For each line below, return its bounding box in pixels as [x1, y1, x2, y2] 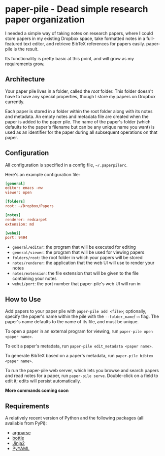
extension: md [5, 222, 34, 227]
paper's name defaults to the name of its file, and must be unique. [5, 319, 139, 325]
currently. [5, 99, 25, 105]
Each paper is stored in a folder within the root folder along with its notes [5, 108, 153, 114]
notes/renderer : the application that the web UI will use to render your [12, 260, 155, 266]
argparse [12, 429, 31, 435]
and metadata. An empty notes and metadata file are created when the [5, 114, 149, 119]
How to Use [5, 295, 41, 304]
